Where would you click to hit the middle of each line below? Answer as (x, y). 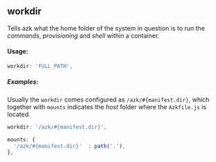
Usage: (18, 51)
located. (19, 114)
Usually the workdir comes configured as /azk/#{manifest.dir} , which (108, 99)
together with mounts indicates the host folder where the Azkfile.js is (107, 106)
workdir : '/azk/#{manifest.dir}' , (57, 127)
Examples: (23, 82)
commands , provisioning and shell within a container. (83, 35)
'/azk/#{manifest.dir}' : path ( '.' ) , (70, 146)
